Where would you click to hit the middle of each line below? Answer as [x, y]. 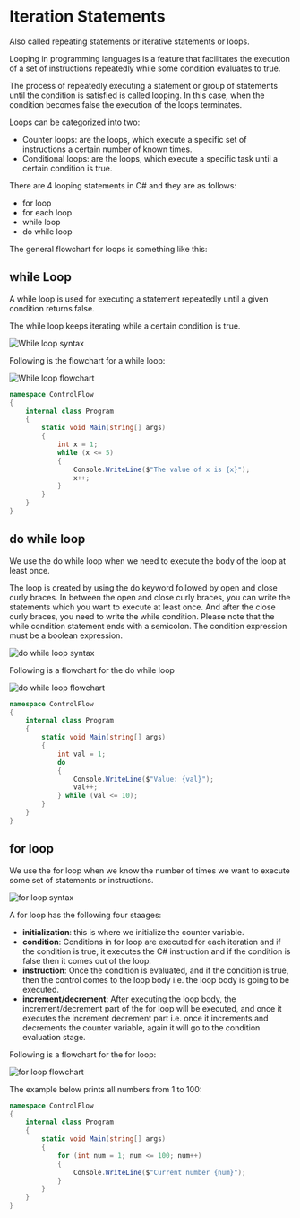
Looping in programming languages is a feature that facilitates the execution [150, 58]
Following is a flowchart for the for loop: [83, 1054]
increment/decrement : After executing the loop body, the [129, 999]
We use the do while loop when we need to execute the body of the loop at [148, 561]
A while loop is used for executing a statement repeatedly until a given [139, 299]
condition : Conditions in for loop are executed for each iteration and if [152, 942]
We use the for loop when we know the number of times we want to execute [150, 870]
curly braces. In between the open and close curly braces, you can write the [150, 597]
